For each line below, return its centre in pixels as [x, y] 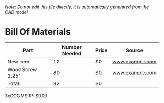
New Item [19, 62]
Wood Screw [22, 69]
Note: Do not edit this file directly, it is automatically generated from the [77, 7]
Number [72, 47]
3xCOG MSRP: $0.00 [26, 96]
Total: [14, 83]
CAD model [17, 12]
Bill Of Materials [38, 31]
